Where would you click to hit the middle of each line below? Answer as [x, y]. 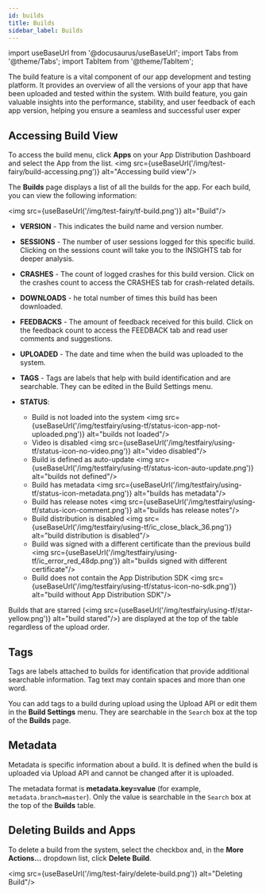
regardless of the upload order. [59, 627]
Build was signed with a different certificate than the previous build [141, 544]
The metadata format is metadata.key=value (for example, [104, 788]
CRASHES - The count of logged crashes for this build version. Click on [137, 274]
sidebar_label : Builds [46, 30]
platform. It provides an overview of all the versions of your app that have [128, 85]
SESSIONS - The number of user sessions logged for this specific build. [137, 242]
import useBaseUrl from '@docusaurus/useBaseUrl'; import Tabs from [123, 53]
